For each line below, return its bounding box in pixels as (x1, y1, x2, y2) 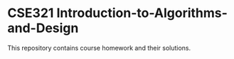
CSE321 (7, 5, 54, 21)
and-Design (7, 20, 79, 36)
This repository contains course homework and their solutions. (7, 43, 191, 52)
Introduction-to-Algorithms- (56, 5, 228, 21)
